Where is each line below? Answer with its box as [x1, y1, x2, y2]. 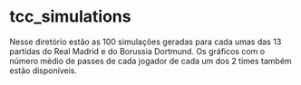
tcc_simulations [9, 6, 131, 27]
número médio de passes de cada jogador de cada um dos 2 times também [9, 55, 292, 66]
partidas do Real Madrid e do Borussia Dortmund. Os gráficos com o [9, 45, 266, 56]
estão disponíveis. [9, 65, 77, 76]
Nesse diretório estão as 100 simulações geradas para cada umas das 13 [9, 36, 282, 47]
